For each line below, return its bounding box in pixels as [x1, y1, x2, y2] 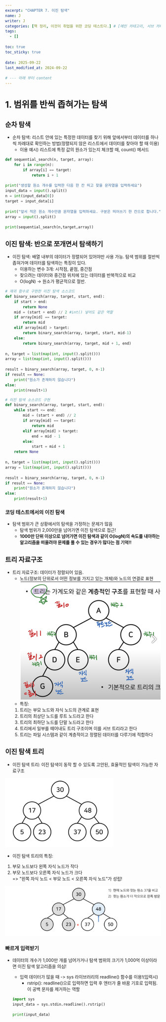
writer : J [5, 18, 26, 23]
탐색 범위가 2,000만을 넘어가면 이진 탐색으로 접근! [19, 527, 116, 533]
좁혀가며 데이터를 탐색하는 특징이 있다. [12, 260, 86, 266]
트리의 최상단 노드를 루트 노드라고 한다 [19, 713, 94, 719]
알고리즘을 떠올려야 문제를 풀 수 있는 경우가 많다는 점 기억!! [19, 540, 132, 546]
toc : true [5, 44, 26, 49]
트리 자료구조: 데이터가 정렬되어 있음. [12, 569, 84, 575]
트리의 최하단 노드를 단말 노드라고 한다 [19, 719, 94, 725]
